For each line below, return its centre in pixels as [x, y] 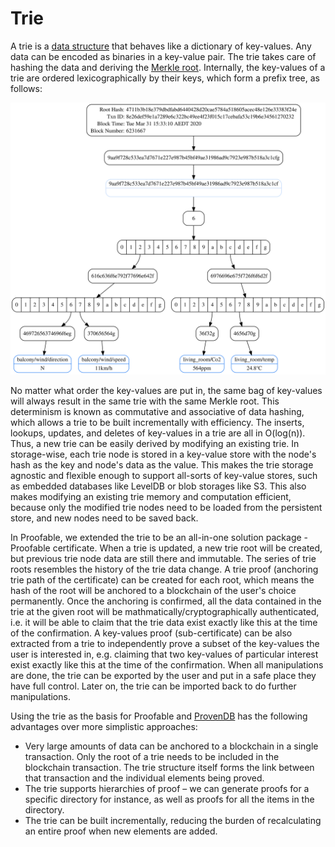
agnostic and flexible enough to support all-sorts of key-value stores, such [164, 476]
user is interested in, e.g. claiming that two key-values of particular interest [164, 654]
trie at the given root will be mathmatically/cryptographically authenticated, [165, 612]
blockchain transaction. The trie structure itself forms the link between [169, 768]
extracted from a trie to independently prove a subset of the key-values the [165, 644]
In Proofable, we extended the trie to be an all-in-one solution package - [159, 538]
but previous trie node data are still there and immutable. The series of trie [163, 559]
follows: [26, 88]
